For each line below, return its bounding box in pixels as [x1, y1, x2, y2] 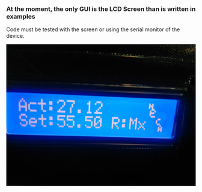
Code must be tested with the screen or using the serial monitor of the [6, 26, 180, 33]
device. [6, 32, 25, 40]
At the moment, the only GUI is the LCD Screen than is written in [6, 5, 196, 13]
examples [6, 12, 35, 20]
